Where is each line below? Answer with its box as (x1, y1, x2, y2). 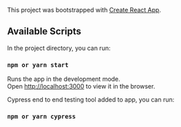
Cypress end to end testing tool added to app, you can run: (7, 95, 175, 104)
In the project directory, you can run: (7, 44, 111, 52)
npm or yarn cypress (7, 113, 76, 121)
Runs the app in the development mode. (7, 75, 120, 83)
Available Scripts (7, 25, 81, 37)
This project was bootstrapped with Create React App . (7, 6, 162, 14)
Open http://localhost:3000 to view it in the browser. (7, 82, 156, 91)
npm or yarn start (7, 61, 69, 69)
